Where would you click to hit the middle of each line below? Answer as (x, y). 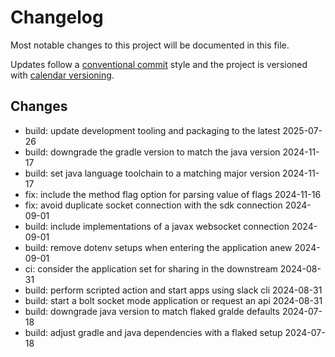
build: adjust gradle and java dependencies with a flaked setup (153, 332)
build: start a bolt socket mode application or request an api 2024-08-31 (173, 300)
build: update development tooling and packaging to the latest (152, 130)
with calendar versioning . (62, 75)
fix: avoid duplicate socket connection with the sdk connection (153, 205)
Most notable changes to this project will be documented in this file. (150, 45)
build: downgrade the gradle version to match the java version (152, 152)
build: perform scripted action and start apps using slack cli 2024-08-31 (173, 290)
